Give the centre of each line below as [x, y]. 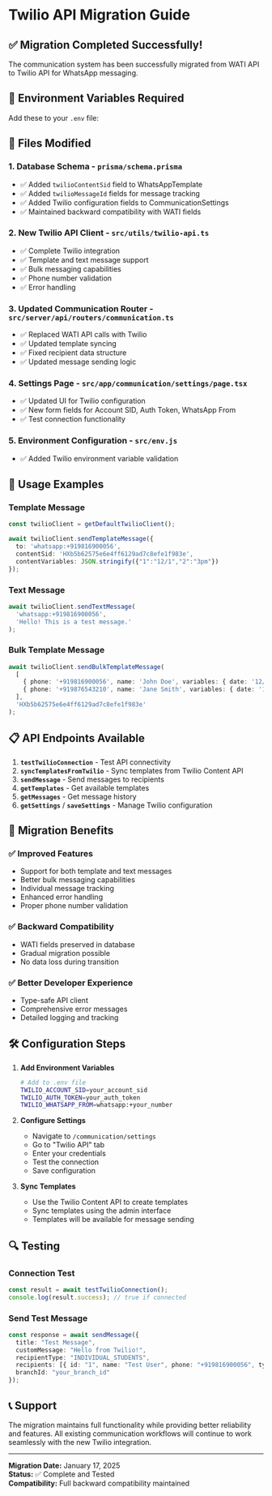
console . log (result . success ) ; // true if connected [97, 1297]
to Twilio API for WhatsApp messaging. [74, 73]
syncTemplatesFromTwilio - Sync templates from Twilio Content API [132, 770]
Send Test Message [48, 1318]
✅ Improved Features [51, 853]
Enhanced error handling [62, 897]
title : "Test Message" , [55, 1342]
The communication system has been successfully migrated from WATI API [134, 64]
